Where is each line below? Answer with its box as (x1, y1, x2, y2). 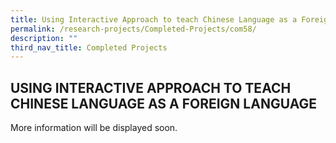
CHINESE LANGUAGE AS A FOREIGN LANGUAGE (10, 95, 317, 112)
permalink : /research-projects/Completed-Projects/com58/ (10, 24, 257, 34)
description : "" (10, 33, 78, 43)
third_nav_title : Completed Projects (10, 42, 168, 53)
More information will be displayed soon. (10, 122, 178, 134)
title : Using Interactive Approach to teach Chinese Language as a (10, 14, 298, 25)
